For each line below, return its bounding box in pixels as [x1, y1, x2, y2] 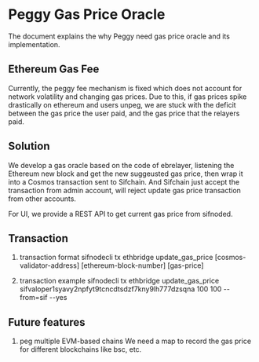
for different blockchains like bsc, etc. [19, 345, 142, 354]
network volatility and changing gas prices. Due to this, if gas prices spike [8, 92, 247, 101]
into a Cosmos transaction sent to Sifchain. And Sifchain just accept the [8, 177, 240, 186]
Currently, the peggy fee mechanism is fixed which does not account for [8, 83, 243, 93]
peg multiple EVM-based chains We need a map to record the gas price [19, 336, 252, 346]
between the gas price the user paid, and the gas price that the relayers [8, 108, 240, 118]
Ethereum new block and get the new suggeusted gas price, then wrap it [8, 169, 243, 178]
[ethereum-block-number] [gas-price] [81, 261, 204, 270]
